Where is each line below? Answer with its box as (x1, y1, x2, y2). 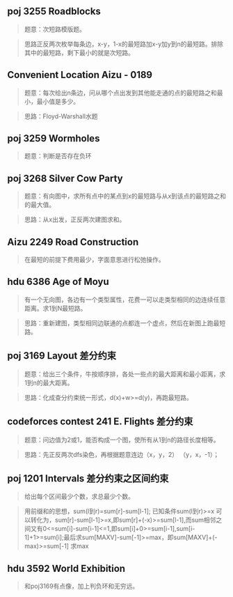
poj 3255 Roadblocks (7, 6, 101, 17)
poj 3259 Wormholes (7, 132, 100, 145)
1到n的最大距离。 (24, 378, 74, 387)
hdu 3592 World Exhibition (7, 562, 126, 574)
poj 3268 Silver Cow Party (7, 172, 123, 184)
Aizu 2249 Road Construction (7, 236, 139, 248)
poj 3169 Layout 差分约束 (7, 350, 117, 362)
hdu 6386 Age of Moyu (7, 276, 109, 288)
